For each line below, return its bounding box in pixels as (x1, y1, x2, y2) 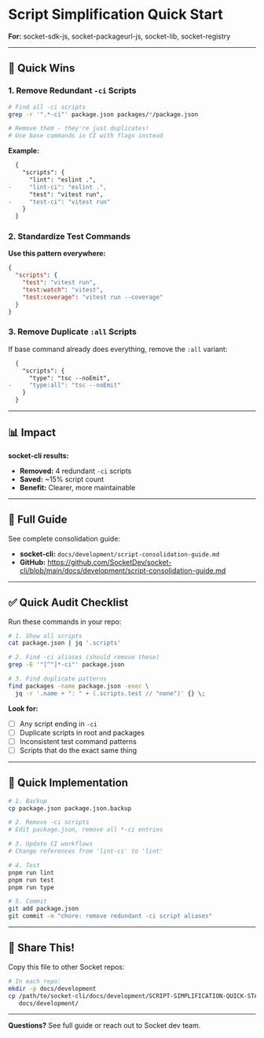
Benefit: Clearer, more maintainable (19, 482, 136, 492)
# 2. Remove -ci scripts (8, 819, 90, 827)
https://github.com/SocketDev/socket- (46, 557, 172, 567)
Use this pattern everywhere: (8, 249, 106, 259)
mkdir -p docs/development (8, 985, 97, 992)
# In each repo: (8, 977, 61, 985)
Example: (8, 146, 40, 156)
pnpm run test (8, 876, 55, 884)
